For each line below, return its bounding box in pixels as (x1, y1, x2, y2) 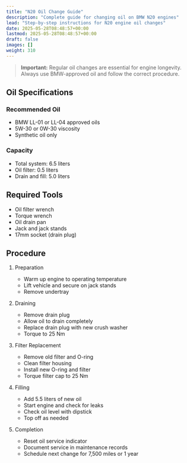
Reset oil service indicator (23, 437, 87, 445)
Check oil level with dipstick (23, 408, 92, 415)
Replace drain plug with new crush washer (23, 324, 128, 331)
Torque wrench (14, 212, 52, 219)
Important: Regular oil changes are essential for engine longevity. (20, 64, 182, 71)
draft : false (6, 36, 39, 42)
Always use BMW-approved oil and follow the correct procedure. (20, 70, 180, 77)
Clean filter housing (23, 360, 72, 367)
